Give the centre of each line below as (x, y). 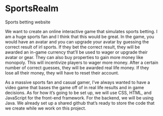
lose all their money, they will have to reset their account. (62, 73)
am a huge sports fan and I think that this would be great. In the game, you (80, 37)
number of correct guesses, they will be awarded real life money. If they (77, 68)
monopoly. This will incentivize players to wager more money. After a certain (82, 62)
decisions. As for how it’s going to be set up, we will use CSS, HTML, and (78, 93)
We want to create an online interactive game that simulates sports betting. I (81, 31)
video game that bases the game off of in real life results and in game (75, 87)
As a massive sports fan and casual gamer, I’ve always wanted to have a (77, 82)
